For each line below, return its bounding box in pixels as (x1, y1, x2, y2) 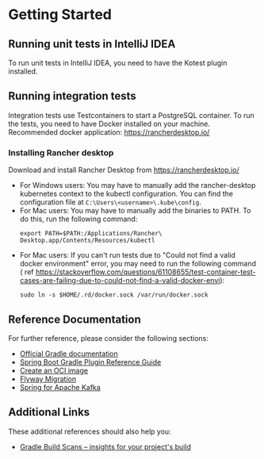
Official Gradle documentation (19, 349, 119, 358)
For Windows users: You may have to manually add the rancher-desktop (19, 181, 256, 190)
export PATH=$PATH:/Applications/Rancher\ (19, 230, 163, 238)
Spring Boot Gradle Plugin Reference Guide (19, 357, 162, 366)
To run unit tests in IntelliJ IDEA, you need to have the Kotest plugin (8, 58, 228, 67)
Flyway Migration (19, 374, 77, 384)
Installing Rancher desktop (8, 147, 114, 158)
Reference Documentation (8, 312, 141, 326)
